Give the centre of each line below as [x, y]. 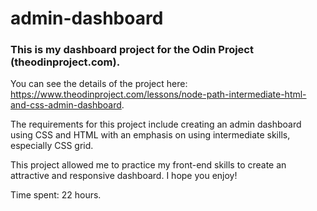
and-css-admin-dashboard [66, 105]
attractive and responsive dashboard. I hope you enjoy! [124, 176]
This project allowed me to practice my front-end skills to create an [148, 165]
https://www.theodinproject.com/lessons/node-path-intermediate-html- [158, 94]
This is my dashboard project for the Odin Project [132, 50]
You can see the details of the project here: [99, 84]
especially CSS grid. [52, 146]
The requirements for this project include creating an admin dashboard [156, 124]
